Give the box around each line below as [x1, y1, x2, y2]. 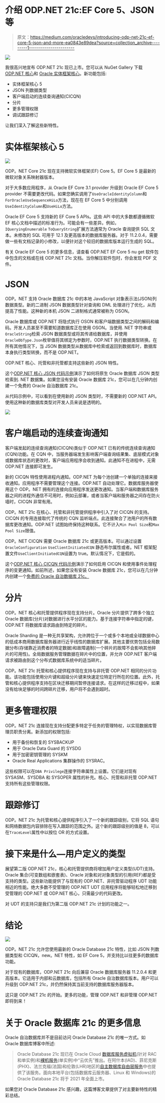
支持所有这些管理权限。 [5, 780, 53, 786]
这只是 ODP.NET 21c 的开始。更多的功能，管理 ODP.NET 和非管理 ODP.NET [5, 992, 158, 998]
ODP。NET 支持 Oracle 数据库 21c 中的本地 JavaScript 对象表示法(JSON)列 [5, 296, 157, 302]
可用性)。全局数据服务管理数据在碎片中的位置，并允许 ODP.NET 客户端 [13, 651, 157, 657]
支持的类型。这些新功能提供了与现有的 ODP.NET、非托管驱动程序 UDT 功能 [5, 878, 157, 884]
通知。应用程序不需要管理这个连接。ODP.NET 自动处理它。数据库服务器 [9, 480, 155, 486]
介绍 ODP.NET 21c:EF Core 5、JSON [5, 4, 155, 16]
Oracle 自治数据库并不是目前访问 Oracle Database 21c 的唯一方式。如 [5, 1034, 146, 1040]
